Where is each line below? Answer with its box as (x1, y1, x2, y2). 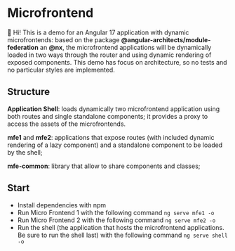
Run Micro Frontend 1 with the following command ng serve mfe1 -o (17, 208, 215, 217)
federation (7, 43, 39, 51)
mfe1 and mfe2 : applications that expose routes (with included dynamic (7, 133, 215, 141)
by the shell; (7, 148, 43, 156)
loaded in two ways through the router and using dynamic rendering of (7, 51, 212, 59)
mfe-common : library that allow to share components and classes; (7, 162, 201, 170)
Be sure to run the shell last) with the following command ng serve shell (17, 231, 228, 239)
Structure (7, 86, 51, 98)
